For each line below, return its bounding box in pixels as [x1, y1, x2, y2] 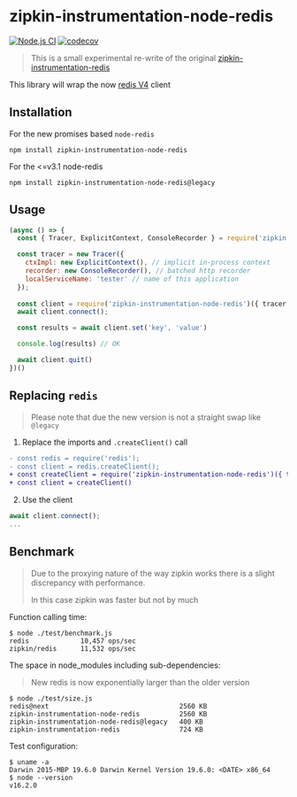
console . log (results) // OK [17, 339, 121, 349]
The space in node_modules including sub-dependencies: [9, 660, 221, 670]
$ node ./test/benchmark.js [9, 629, 113, 638]
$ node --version [9, 773, 73, 782]
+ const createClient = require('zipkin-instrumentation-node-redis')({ [9, 470, 283, 479]
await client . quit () [17, 356, 93, 365]
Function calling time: [9, 611, 88, 622]
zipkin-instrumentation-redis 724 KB [9, 724, 203, 734]
